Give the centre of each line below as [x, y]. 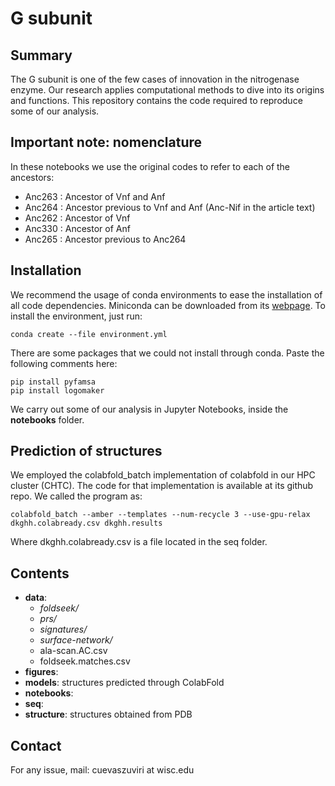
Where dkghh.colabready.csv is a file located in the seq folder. [139, 542]
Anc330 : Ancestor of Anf [77, 228]
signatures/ [63, 629]
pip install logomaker [57, 390]
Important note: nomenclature [106, 142]
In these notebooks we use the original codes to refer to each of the [150, 166]
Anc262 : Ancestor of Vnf [77, 218]
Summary [41, 55]
